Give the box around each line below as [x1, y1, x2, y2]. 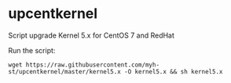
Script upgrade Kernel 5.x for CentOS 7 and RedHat [8, 31, 175, 40]
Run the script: [8, 45, 56, 55]
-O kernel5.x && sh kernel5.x [124, 67, 223, 75]
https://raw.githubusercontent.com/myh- [25, 60, 159, 69]
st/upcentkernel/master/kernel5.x [8, 67, 122, 75]
